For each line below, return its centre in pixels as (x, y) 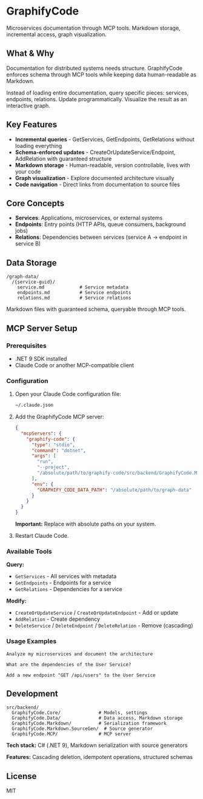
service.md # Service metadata (73, 287)
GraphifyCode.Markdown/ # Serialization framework (89, 724)
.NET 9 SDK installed (41, 358)
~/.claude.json (34, 405)
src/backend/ (23, 707)
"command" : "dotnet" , (58, 450)
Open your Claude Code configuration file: (68, 394)
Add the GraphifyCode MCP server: (59, 417)
